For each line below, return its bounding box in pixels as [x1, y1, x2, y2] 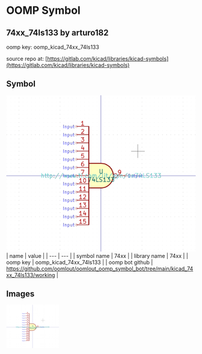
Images [6, 289, 35, 299]
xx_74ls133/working [6, 271, 55, 278]
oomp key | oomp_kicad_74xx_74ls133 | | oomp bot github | [6, 258, 153, 266]
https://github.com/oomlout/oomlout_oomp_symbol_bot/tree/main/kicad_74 [6, 265, 194, 272]
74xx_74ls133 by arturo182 [6, 28, 109, 38]
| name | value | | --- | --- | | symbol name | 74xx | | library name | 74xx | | [6, 252, 188, 259]
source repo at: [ [6, 55, 47, 62]
